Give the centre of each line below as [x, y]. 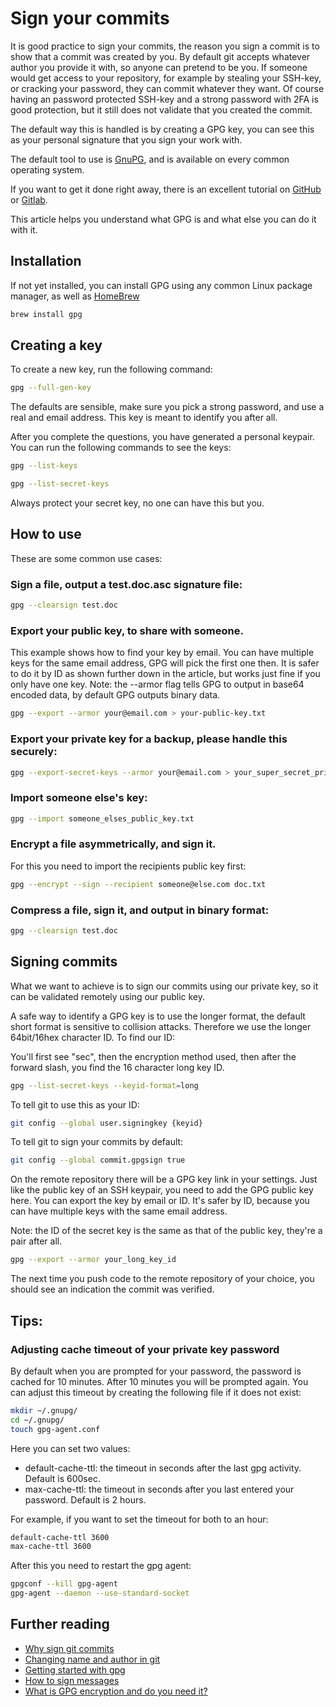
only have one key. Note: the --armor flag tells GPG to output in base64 [157, 684]
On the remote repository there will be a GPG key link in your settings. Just [164, 1179]
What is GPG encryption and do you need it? [116, 1691]
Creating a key [56, 345]
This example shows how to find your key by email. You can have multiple [162, 653]
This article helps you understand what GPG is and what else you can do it [163, 219]
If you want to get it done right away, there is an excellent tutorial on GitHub [166, 189]
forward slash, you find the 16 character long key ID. [117, 1067]
